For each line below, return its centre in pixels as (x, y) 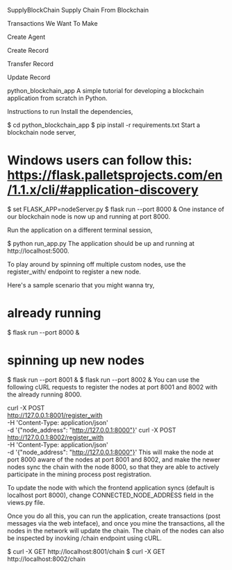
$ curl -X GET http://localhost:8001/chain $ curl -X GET (86, 551)
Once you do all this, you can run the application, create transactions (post (114, 516)
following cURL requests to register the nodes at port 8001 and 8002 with (112, 387)
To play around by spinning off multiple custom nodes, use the (97, 264)
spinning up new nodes (76, 361)
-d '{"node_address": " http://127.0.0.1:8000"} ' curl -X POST (92, 430)
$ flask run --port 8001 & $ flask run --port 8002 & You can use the (103, 379)
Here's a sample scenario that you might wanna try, (81, 285)
